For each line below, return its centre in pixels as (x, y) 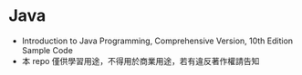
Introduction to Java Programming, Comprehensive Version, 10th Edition (157, 41)
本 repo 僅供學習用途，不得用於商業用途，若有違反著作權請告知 (141, 61)
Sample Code (47, 50)
